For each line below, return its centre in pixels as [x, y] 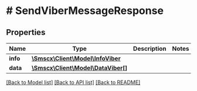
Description [150, 49]
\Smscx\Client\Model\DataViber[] [79, 68]
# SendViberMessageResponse [85, 11]
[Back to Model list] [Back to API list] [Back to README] [73, 82]
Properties [26, 32]
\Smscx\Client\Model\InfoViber [76, 58]
